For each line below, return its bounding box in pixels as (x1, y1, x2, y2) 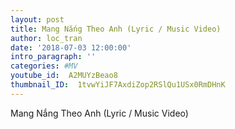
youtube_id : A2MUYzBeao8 (10, 71, 118, 81)
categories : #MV (10, 61, 78, 71)
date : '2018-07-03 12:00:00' (10, 42, 132, 53)
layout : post (10, 14, 65, 25)
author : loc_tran (10, 33, 83, 43)
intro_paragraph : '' (10, 52, 97, 62)
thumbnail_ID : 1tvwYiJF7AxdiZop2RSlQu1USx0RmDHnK (10, 80, 226, 90)
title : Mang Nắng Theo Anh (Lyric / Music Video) (10, 24, 222, 34)
